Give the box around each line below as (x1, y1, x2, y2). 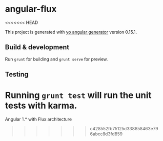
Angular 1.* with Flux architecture (5, 116, 72, 122)
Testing (5, 70, 29, 79)
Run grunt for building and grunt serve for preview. (5, 56, 108, 62)
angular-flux (5, 3, 57, 15)
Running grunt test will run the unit (5, 90, 152, 101)
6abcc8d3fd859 (90, 131, 123, 137)
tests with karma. (5, 100, 77, 111)
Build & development (5, 43, 69, 52)
